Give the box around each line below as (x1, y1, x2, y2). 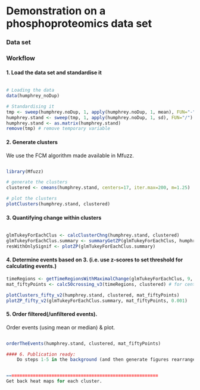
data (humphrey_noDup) (6, 93, 60, 99)
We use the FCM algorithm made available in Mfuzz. (6, 152, 135, 159)
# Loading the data (6, 88, 55, 93)
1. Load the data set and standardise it (6, 68, 102, 76)
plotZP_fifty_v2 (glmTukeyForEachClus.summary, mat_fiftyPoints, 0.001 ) (6, 298, 187, 304)
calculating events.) (6, 263, 57, 270)
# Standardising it (6, 103, 55, 110)
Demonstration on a (6, 4, 106, 18)
